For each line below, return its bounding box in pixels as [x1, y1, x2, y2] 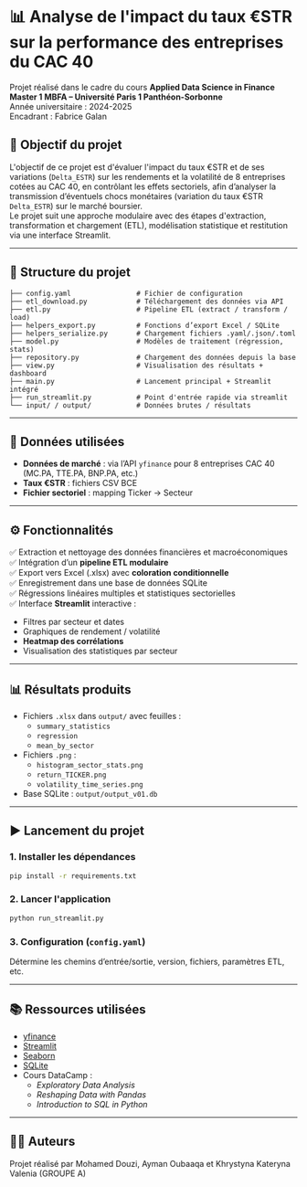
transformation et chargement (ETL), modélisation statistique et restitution [9, 219, 289, 230]
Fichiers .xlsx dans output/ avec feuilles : [22, 711, 181, 721]
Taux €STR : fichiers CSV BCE [22, 478, 138, 489]
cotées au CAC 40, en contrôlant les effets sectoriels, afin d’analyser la [9, 181, 277, 192]
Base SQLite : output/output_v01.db [22, 789, 158, 799]
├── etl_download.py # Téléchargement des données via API [9, 297, 284, 306]
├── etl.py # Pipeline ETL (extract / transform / [9, 304, 288, 314]
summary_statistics [36, 722, 111, 731]
